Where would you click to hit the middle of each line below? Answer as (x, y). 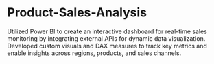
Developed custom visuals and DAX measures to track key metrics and (107, 46)
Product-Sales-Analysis (77, 13)
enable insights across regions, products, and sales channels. (94, 53)
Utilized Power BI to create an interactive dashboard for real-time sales (107, 31)
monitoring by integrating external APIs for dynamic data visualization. (106, 38)
